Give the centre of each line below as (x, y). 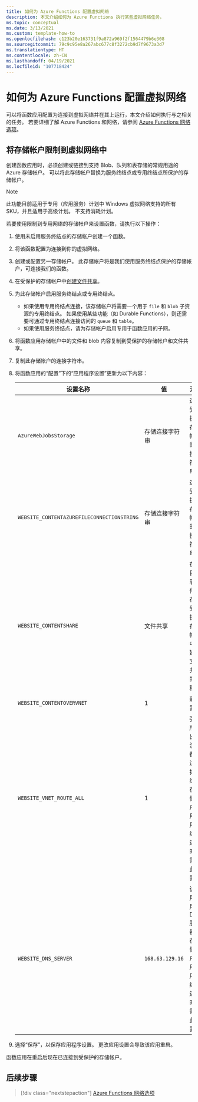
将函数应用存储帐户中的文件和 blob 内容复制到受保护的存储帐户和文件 (99, 341)
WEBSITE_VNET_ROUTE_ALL (51, 798)
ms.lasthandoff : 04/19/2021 (41, 61)
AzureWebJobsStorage (46, 436)
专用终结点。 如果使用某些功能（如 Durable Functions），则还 (108, 314)
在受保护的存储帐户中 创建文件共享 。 (59, 281)
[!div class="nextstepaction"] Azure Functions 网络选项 (88, 1093)
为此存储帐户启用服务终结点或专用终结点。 (66, 294)
